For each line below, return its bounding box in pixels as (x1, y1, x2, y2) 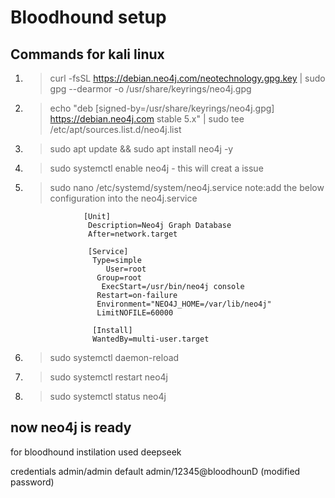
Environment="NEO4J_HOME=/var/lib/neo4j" (96, 299, 272, 309)
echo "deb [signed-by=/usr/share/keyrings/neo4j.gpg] (49, 102, 275, 114)
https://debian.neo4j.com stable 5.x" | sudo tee (49, 113, 245, 125)
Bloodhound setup (10, 6, 167, 29)
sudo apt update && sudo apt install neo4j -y (49, 143, 234, 155)
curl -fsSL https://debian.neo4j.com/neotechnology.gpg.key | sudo (49, 72, 326, 84)
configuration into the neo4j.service (49, 192, 198, 204)
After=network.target (88, 229, 178, 239)
